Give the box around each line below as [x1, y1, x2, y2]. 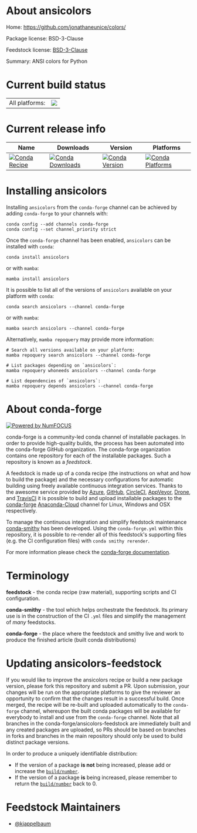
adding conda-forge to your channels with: [6, 210, 108, 217]
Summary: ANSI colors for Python [6, 58, 88, 65]
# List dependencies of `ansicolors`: [6, 377, 101, 384]
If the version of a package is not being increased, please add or [14, 761, 171, 768]
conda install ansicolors [6, 254, 69, 260]
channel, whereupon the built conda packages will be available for [20, 707, 181, 714]
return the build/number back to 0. [14, 780, 97, 787]
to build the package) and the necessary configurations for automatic [6, 475, 174, 483]
